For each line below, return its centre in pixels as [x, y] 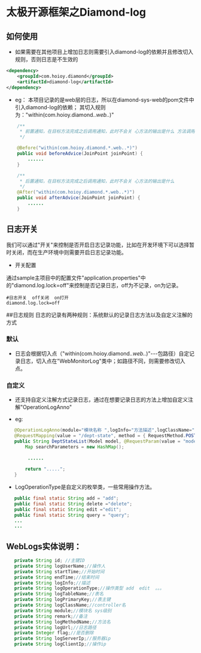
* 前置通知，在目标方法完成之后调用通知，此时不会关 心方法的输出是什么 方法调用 [107, 132]
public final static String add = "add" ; [66, 498]
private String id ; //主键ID [49, 561]
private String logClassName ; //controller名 [70, 605]
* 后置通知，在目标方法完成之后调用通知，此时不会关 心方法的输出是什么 [97, 181]
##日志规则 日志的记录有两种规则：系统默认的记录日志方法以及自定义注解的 [99, 315]
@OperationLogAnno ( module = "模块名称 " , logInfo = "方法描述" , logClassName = [103, 430]
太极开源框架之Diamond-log [76, 12]
